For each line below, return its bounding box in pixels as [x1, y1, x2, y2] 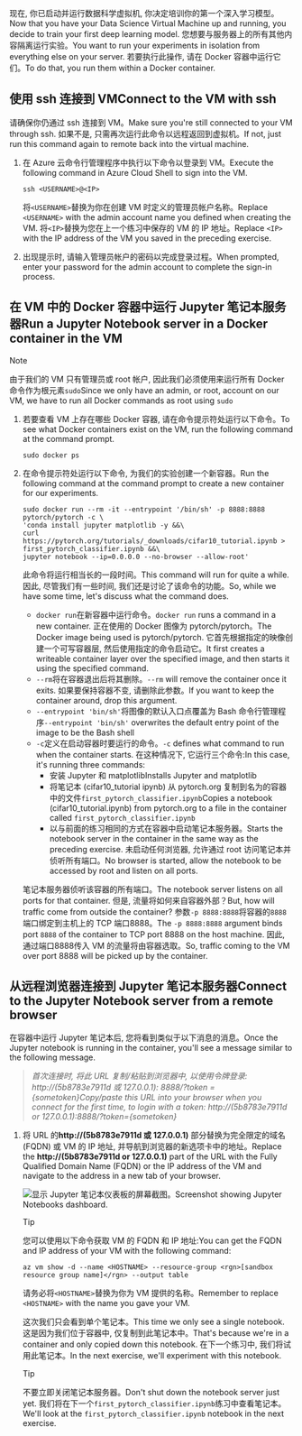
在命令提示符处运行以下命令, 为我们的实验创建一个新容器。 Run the [22, 467, 270, 478]
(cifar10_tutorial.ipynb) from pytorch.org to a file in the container [49, 802, 287, 814]
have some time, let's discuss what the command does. [22, 590, 230, 602]
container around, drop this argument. [35, 695, 178, 705]
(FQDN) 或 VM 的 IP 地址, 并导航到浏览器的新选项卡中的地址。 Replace [22, 1141, 282, 1152]
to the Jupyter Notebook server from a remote [9, 993, 273, 1008]
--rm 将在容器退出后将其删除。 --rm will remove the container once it [35, 673, 287, 684]
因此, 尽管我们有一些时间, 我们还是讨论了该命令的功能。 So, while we [22, 580, 277, 591]
